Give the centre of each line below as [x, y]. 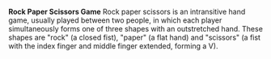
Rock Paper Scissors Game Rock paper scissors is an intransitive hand [127, 12]
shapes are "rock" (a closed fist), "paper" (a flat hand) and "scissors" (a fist [135, 37]
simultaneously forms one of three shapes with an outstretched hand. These [135, 29]
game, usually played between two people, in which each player [115, 20]
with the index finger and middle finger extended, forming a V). [113, 46]
